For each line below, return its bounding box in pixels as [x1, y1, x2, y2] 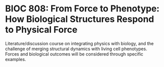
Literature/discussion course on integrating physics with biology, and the [5, 40, 154, 46]
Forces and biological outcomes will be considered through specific [5, 51, 144, 57]
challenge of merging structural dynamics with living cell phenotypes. [5, 46, 148, 52]
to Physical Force [5, 24, 78, 35]
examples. [5, 56, 26, 62]
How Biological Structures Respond [5, 13, 155, 25]
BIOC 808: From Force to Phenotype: [5, 3, 160, 14]
